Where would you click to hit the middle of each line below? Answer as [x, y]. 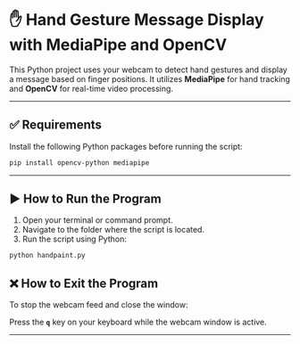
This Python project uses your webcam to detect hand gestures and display [148, 70]
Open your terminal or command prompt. [97, 220]
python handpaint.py [48, 256]
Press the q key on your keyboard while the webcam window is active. [138, 322]
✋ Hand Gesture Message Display [137, 20]
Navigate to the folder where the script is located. [113, 230]
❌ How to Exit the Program [84, 283]
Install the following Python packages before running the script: [126, 146]
